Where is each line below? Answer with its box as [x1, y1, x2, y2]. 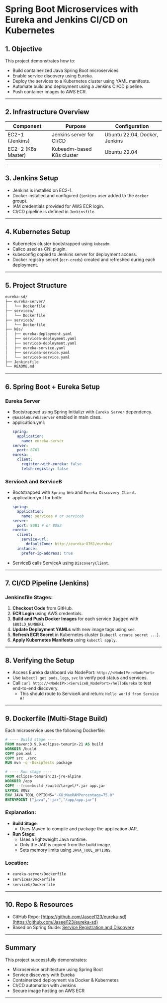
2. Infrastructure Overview [5, 108, 89, 116]
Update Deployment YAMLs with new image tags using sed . [12, 627, 136, 633]
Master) [7, 151, 26, 158]
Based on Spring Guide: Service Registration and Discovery [12, 924, 134, 930]
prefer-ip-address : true [21, 551, 73, 556]
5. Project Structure [5, 281, 67, 290]
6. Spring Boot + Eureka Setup [5, 382, 100, 391]
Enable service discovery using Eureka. [12, 73, 93, 78]
